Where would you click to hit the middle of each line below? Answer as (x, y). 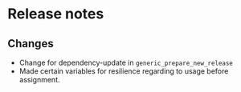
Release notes (56, 14)
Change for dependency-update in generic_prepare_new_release (126, 62)
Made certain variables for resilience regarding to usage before (124, 71)
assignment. (39, 80)
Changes (31, 44)
